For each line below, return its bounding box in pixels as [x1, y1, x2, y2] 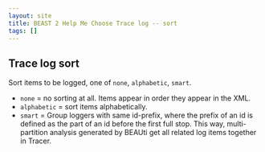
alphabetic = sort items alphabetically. [19, 102, 148, 112]
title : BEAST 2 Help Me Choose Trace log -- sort [8, 19, 178, 27]
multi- [226, 119, 247, 129]
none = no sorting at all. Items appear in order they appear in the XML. [19, 93, 251, 103]
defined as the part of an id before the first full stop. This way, [19, 119, 226, 129]
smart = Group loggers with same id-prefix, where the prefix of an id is [19, 110, 253, 121]
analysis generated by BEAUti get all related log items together [49, 128, 257, 138]
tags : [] [8, 27, 38, 35]
